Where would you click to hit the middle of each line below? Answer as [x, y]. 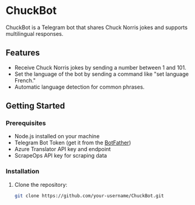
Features [23, 53]
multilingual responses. [35, 33]
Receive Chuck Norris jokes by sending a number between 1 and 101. [100, 67]
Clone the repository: [41, 184]
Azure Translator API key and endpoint [63, 149]
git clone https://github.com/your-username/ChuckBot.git [89, 196]
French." [25, 80]
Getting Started [35, 106]
